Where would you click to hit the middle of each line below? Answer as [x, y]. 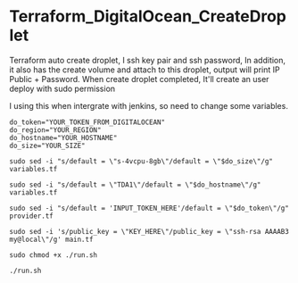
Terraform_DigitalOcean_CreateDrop [148, 17]
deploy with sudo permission [62, 88]
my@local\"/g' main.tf [51, 239]
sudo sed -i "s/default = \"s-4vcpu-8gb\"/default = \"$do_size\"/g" [141, 161]
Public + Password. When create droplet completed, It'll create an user [139, 79]
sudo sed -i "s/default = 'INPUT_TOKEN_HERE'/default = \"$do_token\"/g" [149, 208]
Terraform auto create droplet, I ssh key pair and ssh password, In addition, [148, 60]
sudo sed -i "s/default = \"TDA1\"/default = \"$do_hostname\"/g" [135, 185]
